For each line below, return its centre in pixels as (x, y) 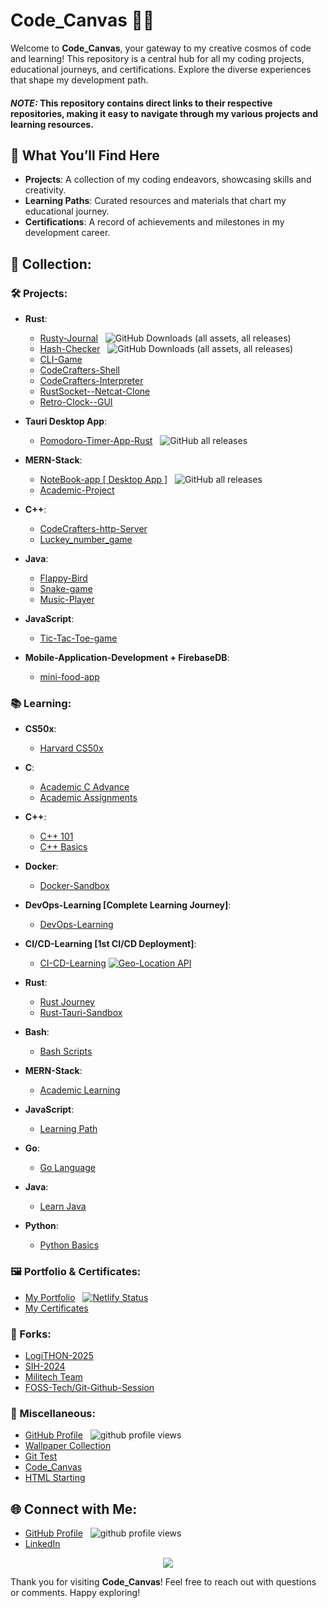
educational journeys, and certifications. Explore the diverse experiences (161, 69)
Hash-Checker (70, 349)
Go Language (67, 1168)
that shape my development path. (79, 80)
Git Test (41, 1456)
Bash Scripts (66, 1051)
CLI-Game (61, 360)
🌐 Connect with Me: (74, 1509)
